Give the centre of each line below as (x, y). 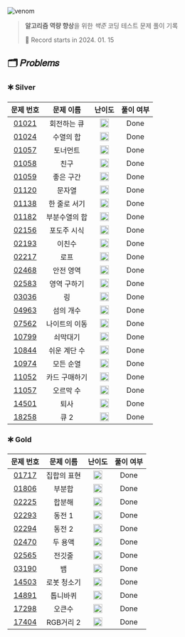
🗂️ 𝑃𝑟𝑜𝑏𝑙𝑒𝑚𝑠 (33, 63)
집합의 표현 (64, 475)
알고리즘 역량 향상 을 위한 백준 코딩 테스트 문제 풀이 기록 (101, 26)
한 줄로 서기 (67, 204)
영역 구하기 (67, 283)
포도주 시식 (67, 230)
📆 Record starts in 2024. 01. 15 (69, 40)
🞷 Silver (21, 88)
